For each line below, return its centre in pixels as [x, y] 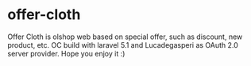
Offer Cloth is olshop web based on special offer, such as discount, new [125, 37]
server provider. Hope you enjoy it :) [66, 53]
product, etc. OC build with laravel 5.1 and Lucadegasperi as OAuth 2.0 [123, 45]
